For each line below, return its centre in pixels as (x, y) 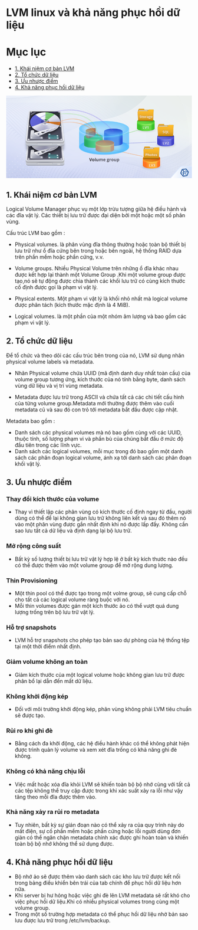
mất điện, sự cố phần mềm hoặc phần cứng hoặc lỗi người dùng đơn (98, 831)
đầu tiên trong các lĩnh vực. (48, 445)
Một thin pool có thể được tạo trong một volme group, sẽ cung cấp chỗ (100, 594)
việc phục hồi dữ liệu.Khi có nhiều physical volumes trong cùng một (97, 901)
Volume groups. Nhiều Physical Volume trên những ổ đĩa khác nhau (96, 268)
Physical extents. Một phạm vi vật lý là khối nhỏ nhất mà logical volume (101, 299)
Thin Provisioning (32, 580)
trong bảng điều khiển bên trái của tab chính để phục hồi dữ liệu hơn (98, 883)
